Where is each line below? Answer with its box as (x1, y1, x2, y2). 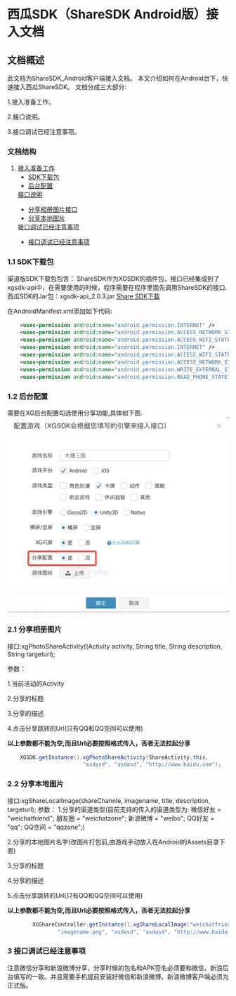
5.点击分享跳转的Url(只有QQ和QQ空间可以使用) (7, 891, 143, 899)
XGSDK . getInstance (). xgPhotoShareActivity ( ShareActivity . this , (20, 754, 209, 761)
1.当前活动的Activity (7, 679, 65, 688)
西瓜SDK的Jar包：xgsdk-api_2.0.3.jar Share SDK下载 (7, 292, 160, 300)
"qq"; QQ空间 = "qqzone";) (7, 823, 86, 831)
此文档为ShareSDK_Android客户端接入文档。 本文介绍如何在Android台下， (7, 74, 223, 82)
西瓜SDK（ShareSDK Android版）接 (7, 6, 219, 22)
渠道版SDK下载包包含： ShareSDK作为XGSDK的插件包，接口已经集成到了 (7, 274, 220, 283)
